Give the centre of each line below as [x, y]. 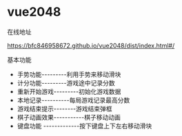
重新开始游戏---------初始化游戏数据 [69, 91]
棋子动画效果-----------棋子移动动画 [69, 117]
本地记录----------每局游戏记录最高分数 [73, 100]
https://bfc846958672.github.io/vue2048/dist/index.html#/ [91, 45]
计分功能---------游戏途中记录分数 [66, 82]
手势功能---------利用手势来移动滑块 [69, 74]
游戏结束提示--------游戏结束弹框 [64, 109]
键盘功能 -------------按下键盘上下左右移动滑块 [84, 126]
